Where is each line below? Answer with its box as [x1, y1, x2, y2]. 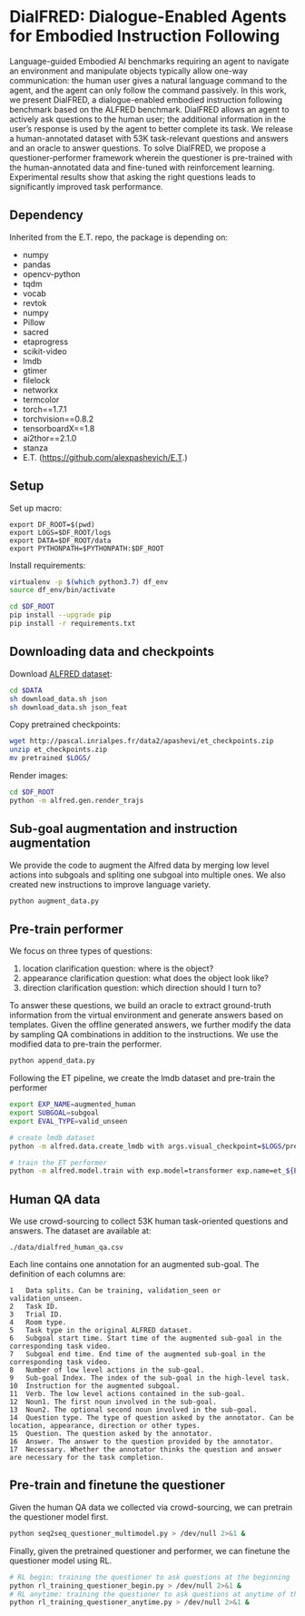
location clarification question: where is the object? [22, 963, 214, 974]
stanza [22, 442, 48, 453]
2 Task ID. [9, 1302, 59, 1312]
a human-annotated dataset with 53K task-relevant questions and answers [9, 133, 289, 144]
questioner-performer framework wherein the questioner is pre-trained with [9, 152, 293, 163]
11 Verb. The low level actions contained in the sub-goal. [9, 1390, 246, 1399]
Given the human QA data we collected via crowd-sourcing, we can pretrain [9, 1502, 293, 1512]
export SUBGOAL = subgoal [9, 1108, 100, 1117]
